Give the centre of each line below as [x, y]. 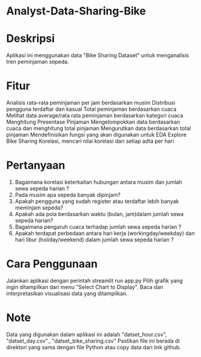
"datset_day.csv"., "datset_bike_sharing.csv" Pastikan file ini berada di [93, 341]
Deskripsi [31, 39]
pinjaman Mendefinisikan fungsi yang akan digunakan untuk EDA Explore [97, 135]
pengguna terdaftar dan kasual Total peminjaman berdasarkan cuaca [91, 109]
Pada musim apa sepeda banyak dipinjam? [68, 195]
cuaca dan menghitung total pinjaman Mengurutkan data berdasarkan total [98, 128]
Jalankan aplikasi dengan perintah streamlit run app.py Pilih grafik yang [94, 281]
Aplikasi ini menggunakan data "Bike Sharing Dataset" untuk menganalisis [97, 55]
